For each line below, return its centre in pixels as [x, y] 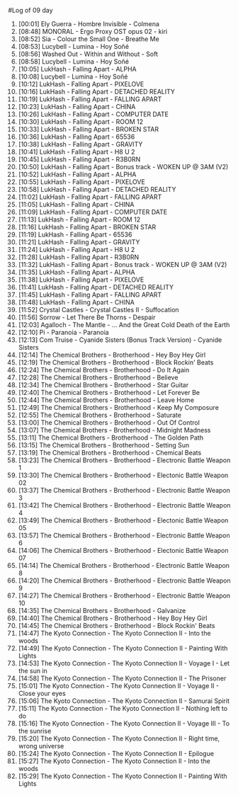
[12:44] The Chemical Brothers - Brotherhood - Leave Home [106, 400]
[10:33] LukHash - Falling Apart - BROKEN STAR [88, 129]
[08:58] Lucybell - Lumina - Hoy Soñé [74, 62]
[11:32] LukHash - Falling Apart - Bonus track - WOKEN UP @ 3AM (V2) [123, 264]
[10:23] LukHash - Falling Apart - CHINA [77, 107]
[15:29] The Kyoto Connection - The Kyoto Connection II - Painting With [123, 776]
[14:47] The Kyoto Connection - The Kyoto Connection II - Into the [114, 633]
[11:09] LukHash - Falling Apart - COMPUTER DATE [93, 212]
